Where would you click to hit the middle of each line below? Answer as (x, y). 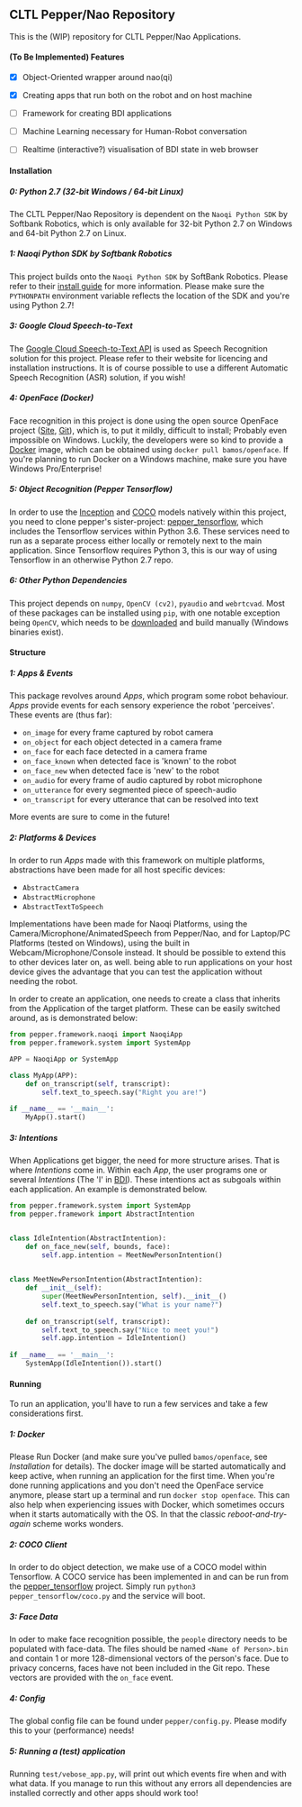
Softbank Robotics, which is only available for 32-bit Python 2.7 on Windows (151, 224)
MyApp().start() (56, 1118)
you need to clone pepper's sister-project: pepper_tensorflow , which (136, 521)
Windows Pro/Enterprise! (56, 469)
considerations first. (46, 1413)
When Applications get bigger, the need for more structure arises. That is (145, 1161)
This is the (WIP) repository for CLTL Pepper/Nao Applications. (125, 36)
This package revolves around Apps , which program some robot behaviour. (149, 696)
